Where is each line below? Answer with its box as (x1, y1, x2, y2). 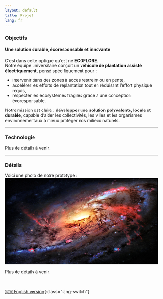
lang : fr (5, 18, 23, 23)
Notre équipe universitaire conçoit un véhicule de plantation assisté (5, 63, 142, 68)
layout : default (5, 8, 38, 13)
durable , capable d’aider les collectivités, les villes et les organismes (5, 112, 142, 118)
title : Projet (5, 13, 34, 18)
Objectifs (5, 34, 28, 41)
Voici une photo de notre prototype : (5, 173, 78, 179)
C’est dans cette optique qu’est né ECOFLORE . (5, 57, 98, 63)
